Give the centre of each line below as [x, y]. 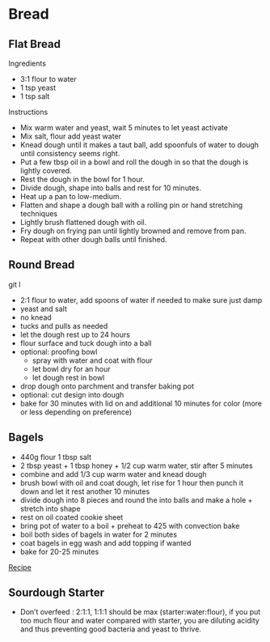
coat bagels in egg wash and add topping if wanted [105, 542]
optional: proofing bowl [59, 351]
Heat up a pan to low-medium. [71, 196]
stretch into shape [50, 508]
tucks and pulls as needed [64, 325]
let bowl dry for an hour [71, 368]
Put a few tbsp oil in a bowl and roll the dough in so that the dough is [134, 162]
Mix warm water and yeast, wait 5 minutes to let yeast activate [124, 128]
